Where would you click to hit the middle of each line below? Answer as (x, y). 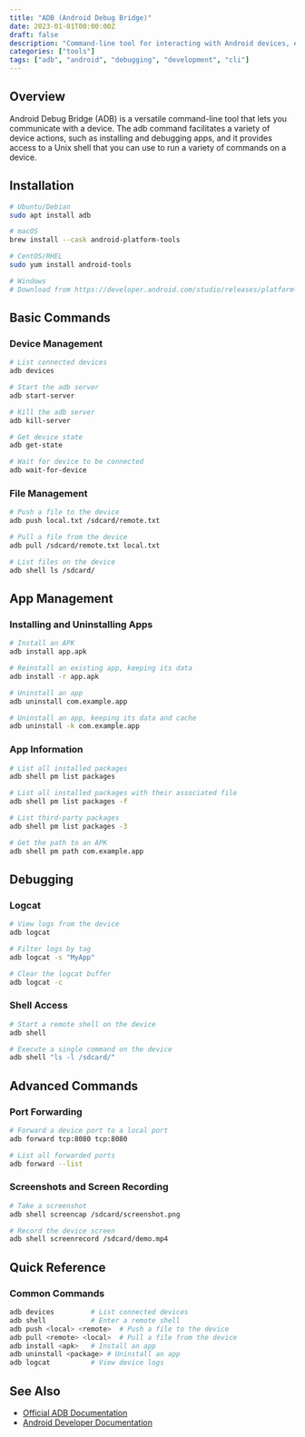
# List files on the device (63, 562)
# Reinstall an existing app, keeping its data (101, 668)
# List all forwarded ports (63, 1155)
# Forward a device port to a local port (89, 1131)
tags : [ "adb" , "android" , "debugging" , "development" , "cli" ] (129, 60)
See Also (35, 1391)
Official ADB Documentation (75, 1412)
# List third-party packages (64, 818)
